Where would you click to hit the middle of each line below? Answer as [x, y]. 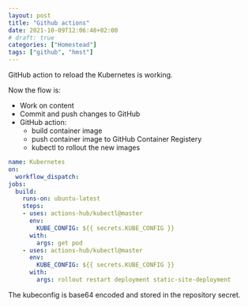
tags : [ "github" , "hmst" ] [51, 52]
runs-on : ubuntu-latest [62, 199]
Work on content [47, 105]
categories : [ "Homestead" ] [53, 45]
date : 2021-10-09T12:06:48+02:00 [63, 30]
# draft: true [32, 38]
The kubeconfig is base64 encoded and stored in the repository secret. [124, 294]
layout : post [30, 15]
